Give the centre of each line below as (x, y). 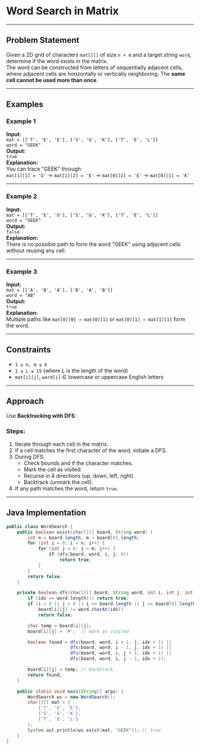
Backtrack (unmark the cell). (58, 482)
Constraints (29, 350)
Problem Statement (43, 40)
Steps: (16, 431)
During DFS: (30, 456)
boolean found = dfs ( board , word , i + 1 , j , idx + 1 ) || (100, 642)
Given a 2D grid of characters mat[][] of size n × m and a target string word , (99, 54)
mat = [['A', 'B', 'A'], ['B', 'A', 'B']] (60, 291)
